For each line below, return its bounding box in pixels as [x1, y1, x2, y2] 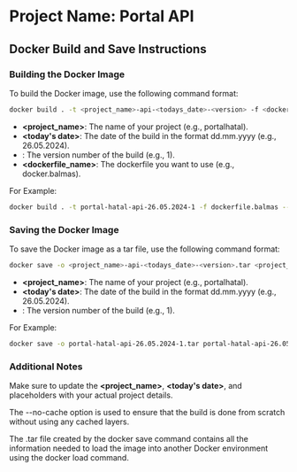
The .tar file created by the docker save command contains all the [9, 433, 249, 444]
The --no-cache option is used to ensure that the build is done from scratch [9, 406, 286, 417]
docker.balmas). [21, 168, 81, 179]
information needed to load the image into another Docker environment [9, 443, 268, 453]
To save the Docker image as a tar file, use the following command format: [9, 244, 280, 254]
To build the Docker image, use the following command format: [9, 88, 239, 98]
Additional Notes [9, 360, 83, 373]
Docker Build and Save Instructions [9, 42, 207, 57]
